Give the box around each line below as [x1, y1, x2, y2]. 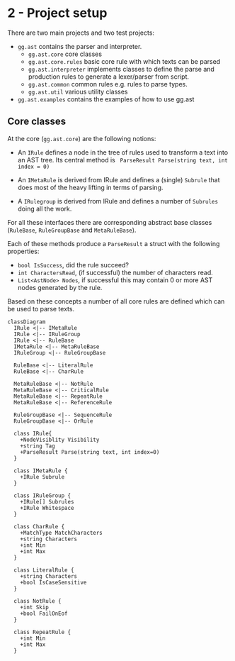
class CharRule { [13, 523, 65, 530]
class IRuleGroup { [13, 491, 71, 499]
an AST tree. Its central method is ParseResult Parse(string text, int [17, 155, 229, 164]
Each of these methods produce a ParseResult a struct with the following [7, 239, 220, 248]
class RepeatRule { [13, 628, 71, 635]
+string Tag [20, 442, 55, 450]
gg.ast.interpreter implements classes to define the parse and [28, 65, 214, 73]
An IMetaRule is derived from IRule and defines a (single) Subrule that [17, 175, 220, 184]
